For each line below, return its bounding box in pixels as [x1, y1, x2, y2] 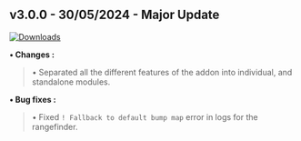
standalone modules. [31, 76, 111, 87]
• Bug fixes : [9, 94, 56, 105]
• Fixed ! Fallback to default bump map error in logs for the [31, 111, 258, 122]
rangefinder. [31, 121, 78, 132]
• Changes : [9, 49, 55, 60]
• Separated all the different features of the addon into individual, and [31, 66, 293, 77]
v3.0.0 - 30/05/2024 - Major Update [9, 7, 220, 23]
